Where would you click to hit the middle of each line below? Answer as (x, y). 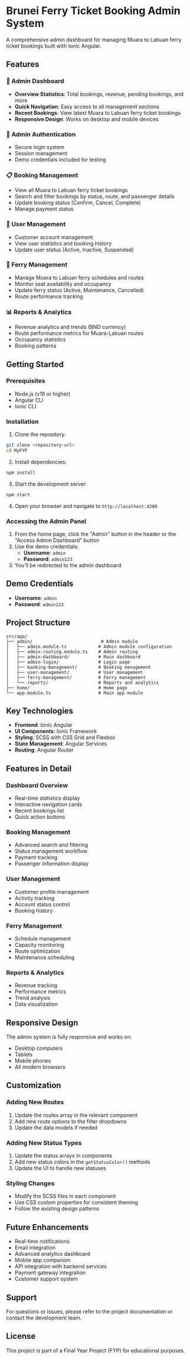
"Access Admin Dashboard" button (57, 540)
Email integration (35, 1248)
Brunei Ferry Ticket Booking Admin (93, 11)
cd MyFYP (17, 450)
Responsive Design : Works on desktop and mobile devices (86, 119)
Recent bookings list (39, 811)
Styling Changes (30, 1183)
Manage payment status (44, 209)
